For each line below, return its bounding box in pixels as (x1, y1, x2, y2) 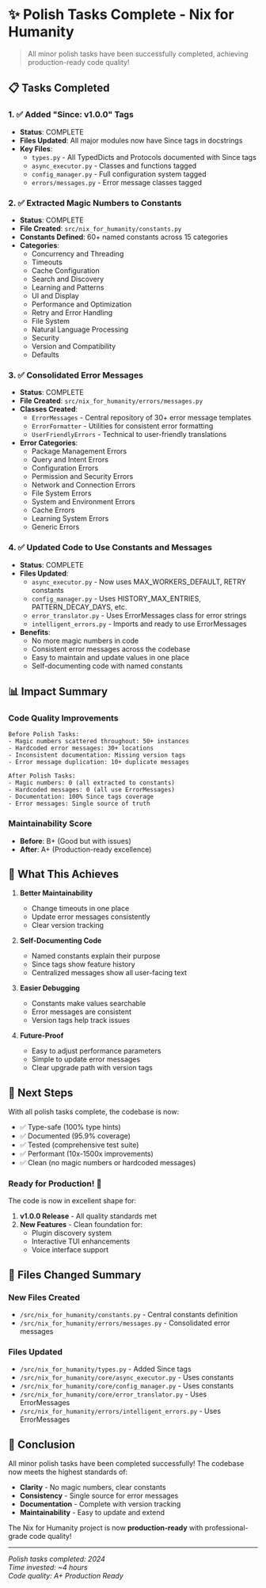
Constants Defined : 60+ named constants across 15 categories (19, 232, 228, 241)
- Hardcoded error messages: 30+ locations (8, 744, 154, 753)
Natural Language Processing (31, 325, 129, 334)
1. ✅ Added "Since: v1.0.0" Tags (8, 109, 135, 120)
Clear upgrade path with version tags (31, 1063, 153, 1073)
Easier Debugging (19, 983, 81, 993)
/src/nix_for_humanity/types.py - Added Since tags (19, 1364, 192, 1374)
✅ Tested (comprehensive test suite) (19, 1140, 139, 1149)
